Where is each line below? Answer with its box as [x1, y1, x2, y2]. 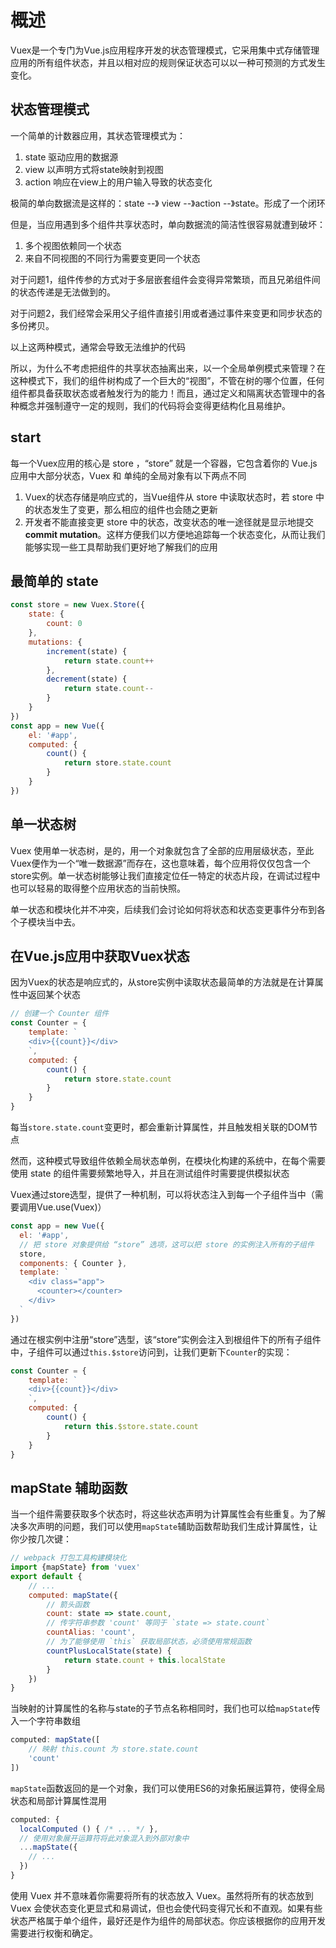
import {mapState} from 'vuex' [10, 1562, 141, 1573]
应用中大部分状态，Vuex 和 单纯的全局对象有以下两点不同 [10, 469, 247, 481]
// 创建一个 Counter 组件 [10, 1009, 110, 1019]
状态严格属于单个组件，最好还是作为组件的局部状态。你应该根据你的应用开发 [10, 1914, 326, 1926]
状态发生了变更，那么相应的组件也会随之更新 [33, 503, 218, 515]
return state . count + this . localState [63, 1655, 226, 1665]
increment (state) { [46, 646, 128, 656]
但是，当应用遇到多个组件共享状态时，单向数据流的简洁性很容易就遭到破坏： [10, 218, 326, 230]
